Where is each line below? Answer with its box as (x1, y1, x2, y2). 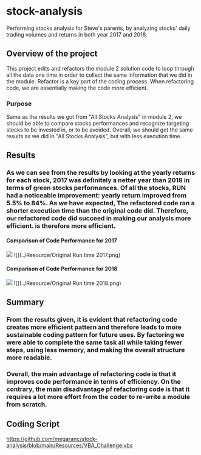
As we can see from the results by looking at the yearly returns (6, 169, 196, 177)
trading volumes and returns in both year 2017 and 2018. (6, 30, 148, 38)
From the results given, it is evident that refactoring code (6, 316, 177, 324)
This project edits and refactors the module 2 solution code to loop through (6, 65, 194, 72)
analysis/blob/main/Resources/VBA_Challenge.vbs (6, 442, 133, 449)
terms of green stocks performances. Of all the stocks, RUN (6, 184, 186, 192)
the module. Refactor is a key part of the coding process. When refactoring (6, 77, 194, 85)
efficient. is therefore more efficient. (6, 222, 116, 230)
